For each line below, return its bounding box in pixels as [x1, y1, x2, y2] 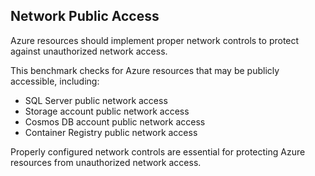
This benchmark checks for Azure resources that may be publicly [10, 64, 280, 76]
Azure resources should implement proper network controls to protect [10, 34, 300, 46]
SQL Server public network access [24, 94, 168, 106]
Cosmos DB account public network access [24, 115, 206, 128]
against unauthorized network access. [10, 45, 168, 57]
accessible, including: [10, 75, 100, 87]
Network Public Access [10, 8, 160, 25]
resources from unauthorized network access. [10, 156, 202, 168]
